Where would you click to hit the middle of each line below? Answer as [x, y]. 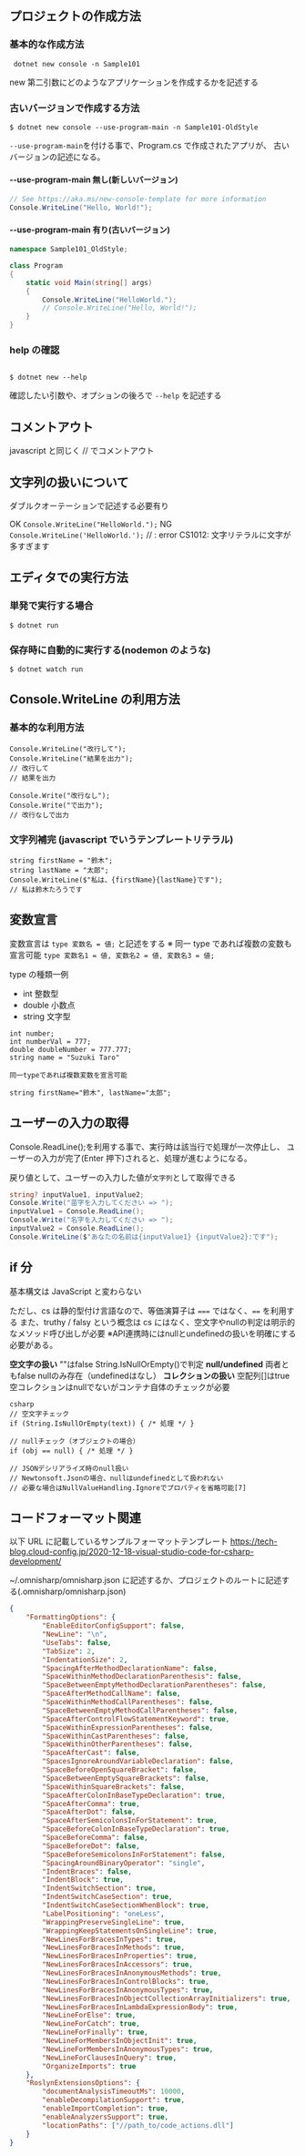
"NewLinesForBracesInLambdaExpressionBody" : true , [140, 2007]
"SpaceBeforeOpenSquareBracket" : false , [120, 1770]
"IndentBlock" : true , [83, 1880]
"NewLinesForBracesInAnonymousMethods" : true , [132, 1973]
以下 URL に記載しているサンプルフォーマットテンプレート [119, 1541]
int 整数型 [41, 993]
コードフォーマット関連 [75, 1518]
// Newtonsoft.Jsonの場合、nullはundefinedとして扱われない [117, 1478]
